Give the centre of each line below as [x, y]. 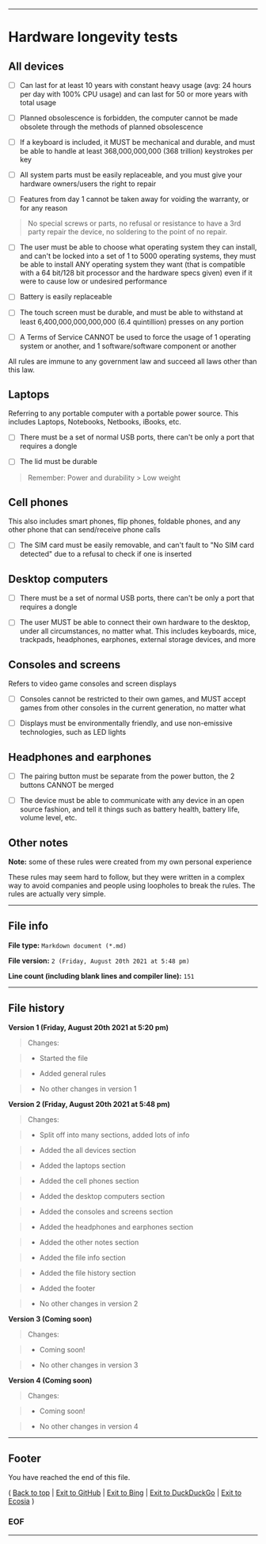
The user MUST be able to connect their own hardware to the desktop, [135, 622]
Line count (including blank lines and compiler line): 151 [101, 975]
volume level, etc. [48, 818]
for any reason [44, 208]
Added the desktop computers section [102, 1196]
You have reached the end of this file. [69, 1477]
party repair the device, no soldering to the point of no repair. [127, 232]
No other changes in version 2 [89, 1303]
